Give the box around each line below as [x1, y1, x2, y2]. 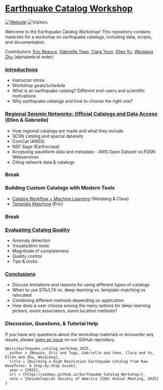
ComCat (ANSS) [12, 138, 45, 144]
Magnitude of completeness [12, 248, 70, 253]
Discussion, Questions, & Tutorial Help [5, 320, 98, 327]
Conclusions [5, 271, 36, 278]
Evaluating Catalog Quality [5, 226, 70, 233]
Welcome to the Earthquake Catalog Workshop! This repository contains [5, 28, 151, 34]
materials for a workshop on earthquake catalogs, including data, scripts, [5, 34, 153, 40]
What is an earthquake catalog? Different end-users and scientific [12, 88, 145, 94]
